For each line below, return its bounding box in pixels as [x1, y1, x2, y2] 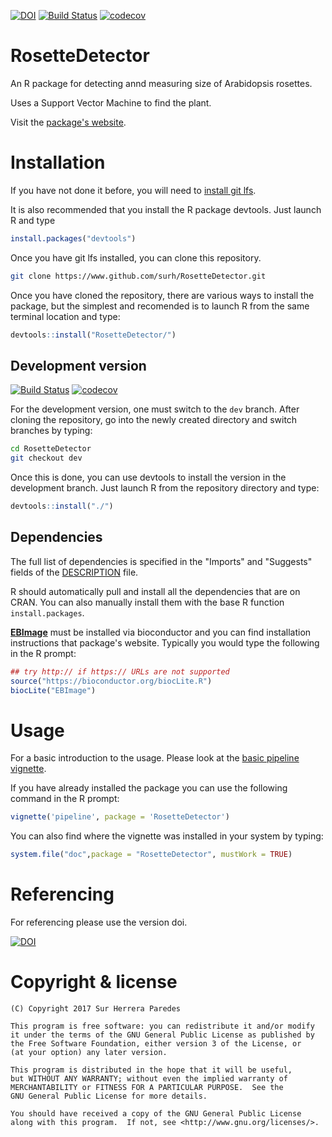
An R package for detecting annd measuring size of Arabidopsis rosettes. [10, 77, 313, 89]
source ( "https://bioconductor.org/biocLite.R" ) [10, 676, 213, 686]
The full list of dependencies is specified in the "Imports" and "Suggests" [10, 555, 313, 567]
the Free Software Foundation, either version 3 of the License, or [10, 1038, 302, 1049]
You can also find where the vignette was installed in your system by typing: [10, 830, 324, 842]
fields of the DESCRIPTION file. [10, 566, 139, 578]
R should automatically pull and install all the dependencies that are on [10, 585, 301, 597]
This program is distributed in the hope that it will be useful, [10, 1065, 293, 1075]
